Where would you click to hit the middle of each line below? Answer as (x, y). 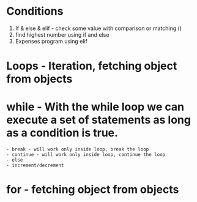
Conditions (35, 11)
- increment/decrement (35, 166)
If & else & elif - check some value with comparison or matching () (98, 28)
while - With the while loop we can (95, 107)
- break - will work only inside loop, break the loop (78, 149)
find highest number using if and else (62, 34)
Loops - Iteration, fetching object (92, 66)
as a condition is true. (62, 133)
